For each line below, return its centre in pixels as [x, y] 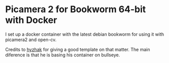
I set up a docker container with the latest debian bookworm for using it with [85, 34]
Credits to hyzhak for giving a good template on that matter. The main [78, 49]
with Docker [31, 20]
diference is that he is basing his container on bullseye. [63, 55]
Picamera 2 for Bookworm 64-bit [76, 9]
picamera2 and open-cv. [31, 40]
